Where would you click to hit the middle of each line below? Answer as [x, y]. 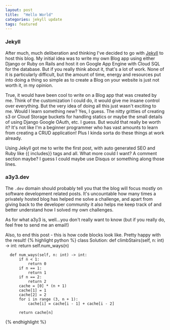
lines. [11, 164]
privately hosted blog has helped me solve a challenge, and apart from [79, 199]
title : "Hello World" [29, 15]
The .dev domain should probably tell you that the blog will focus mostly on [84, 188]
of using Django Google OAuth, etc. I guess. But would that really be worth [83, 122]
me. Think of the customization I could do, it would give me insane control [82, 100]
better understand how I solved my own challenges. [59, 210]
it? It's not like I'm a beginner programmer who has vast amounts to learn [82, 127]
